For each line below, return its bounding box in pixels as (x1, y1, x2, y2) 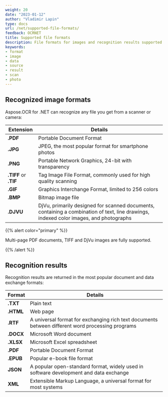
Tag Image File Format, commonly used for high (38, 171, 150, 178)
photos (38, 148, 55, 155)
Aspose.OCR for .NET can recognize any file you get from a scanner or (5, 108, 151, 115)
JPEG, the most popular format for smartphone (38, 142, 148, 149)
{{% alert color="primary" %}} (5, 227, 68, 233)
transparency (38, 163, 70, 170)
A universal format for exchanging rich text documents (29, 316, 158, 323)
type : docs (5, 21, 28, 26)
